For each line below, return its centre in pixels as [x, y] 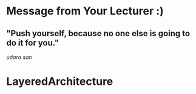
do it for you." [33, 42]
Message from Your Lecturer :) [85, 11]
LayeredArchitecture [60, 82]
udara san [19, 57]
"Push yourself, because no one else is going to [98, 33]
